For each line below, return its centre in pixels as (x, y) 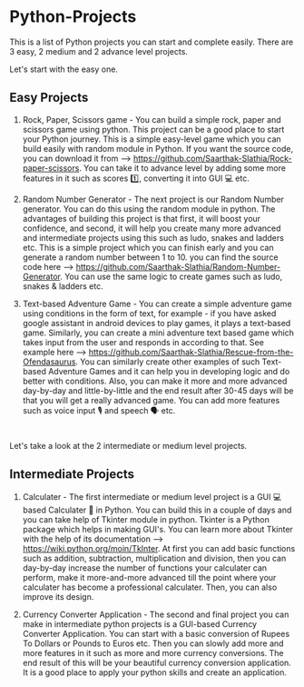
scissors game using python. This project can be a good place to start (153, 129)
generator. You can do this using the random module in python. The (149, 209)
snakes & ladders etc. (63, 286)
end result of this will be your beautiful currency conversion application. (157, 662)
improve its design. (58, 596)
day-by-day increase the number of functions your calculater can (145, 568)
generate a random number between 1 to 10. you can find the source (150, 257)
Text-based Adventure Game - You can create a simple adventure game (157, 304)
